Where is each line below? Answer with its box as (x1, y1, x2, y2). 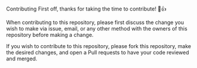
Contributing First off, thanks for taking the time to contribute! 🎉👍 (6, 5, 167, 12)
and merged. (6, 55, 37, 62)
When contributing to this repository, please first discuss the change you (6, 19, 184, 26)
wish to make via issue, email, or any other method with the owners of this (6, 25, 188, 32)
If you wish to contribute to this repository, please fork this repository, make (6, 43, 192, 49)
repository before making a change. (6, 32, 94, 38)
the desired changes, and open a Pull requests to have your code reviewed (6, 49, 189, 56)
